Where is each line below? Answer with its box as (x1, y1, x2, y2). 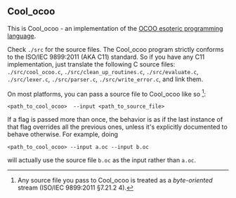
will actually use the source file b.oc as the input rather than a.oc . (7, 156, 197, 164)
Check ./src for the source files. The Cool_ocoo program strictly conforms (7, 45, 224, 53)
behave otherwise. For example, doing (7, 130, 118, 139)
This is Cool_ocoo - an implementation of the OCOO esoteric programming (7, 24, 223, 32)
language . (7, 31, 37, 40)
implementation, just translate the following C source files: (7, 59, 176, 69)
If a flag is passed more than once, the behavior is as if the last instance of (7, 115, 223, 124)
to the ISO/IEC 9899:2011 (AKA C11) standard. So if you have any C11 (7, 52, 205, 61)
